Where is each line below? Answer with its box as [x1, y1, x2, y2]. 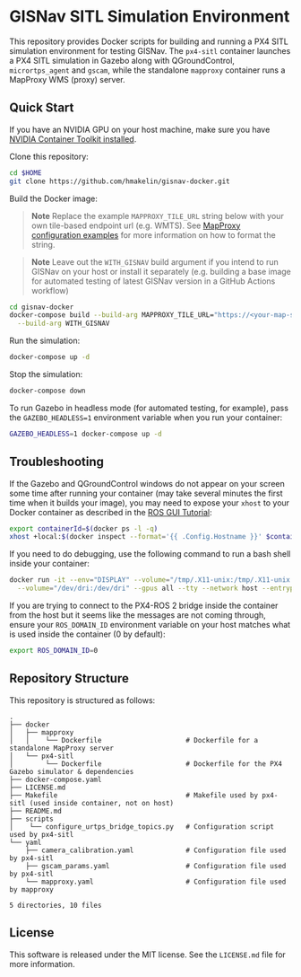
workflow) [30, 285, 69, 295]
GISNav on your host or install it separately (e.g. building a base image [30, 266, 291, 277]
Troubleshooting [9, 454, 105, 470]
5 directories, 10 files [9, 901, 102, 910]
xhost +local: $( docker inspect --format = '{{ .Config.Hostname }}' [9, 533, 262, 541]
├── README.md [9, 806, 63, 815]
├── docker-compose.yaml [9, 775, 102, 784]
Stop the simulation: [9, 369, 83, 379]
